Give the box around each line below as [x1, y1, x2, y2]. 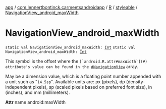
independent [5, 84, 32, 90]
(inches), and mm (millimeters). [5, 89, 70, 95]
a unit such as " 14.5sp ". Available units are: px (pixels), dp [5, 78, 125, 85]
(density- [126, 78, 145, 85]
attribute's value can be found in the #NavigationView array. [5, 63, 138, 70]
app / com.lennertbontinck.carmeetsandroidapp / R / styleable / [5, 5, 138, 10]
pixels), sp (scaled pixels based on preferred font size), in [32, 84, 152, 90]
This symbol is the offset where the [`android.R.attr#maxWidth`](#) [5, 58, 148, 64]
